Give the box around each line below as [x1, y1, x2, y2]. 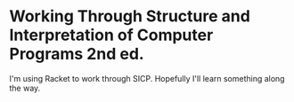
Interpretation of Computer [9, 25, 214, 45]
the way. [9, 82, 41, 93]
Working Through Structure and [9, 6, 251, 27]
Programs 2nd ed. [9, 44, 144, 64]
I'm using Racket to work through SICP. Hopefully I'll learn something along [9, 73, 285, 83]
